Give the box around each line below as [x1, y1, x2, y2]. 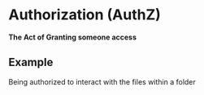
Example [8, 56, 54, 69]
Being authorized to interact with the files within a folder [8, 76, 197, 86]
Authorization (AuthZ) [8, 6, 161, 24]
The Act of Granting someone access [8, 32, 137, 42]
